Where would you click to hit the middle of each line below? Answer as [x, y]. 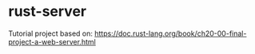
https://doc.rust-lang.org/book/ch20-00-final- [171, 33]
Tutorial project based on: [51, 33]
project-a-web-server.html [52, 41]
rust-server [47, 12]
